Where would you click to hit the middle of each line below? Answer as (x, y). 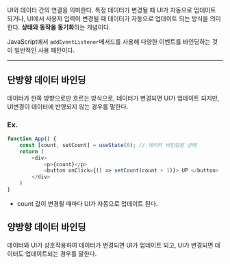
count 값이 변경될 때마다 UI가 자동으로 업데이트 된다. (87, 203)
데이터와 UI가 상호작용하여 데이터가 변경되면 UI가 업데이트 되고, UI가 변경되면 (110, 245)
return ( (32, 151)
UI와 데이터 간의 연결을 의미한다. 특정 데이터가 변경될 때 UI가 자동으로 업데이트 (112, 10)
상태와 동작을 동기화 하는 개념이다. (66, 27)
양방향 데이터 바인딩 (47, 227)
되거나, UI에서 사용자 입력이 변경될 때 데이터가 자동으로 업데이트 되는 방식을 (108, 18)
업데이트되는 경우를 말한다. (61, 253)
